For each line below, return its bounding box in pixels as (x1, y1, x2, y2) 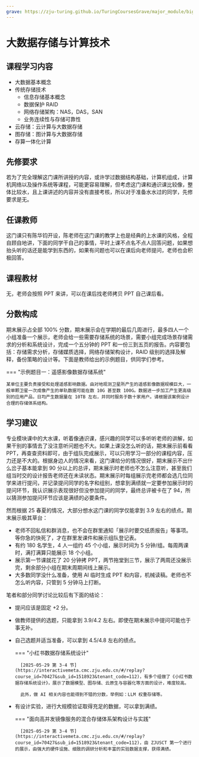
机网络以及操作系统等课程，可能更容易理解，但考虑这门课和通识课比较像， (6, 181, 188, 188)
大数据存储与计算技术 (6, 36, 111, 49)
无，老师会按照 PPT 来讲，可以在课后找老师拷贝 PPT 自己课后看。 (6, 290, 167, 297)
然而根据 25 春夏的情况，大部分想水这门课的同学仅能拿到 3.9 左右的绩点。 (6, 506, 187, 514)
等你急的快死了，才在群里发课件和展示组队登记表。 (14, 534, 140, 541)
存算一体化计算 (14, 138, 52, 145)
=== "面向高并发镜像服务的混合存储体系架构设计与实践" (14, 715, 151, 722)
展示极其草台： (11, 514, 48, 521)
